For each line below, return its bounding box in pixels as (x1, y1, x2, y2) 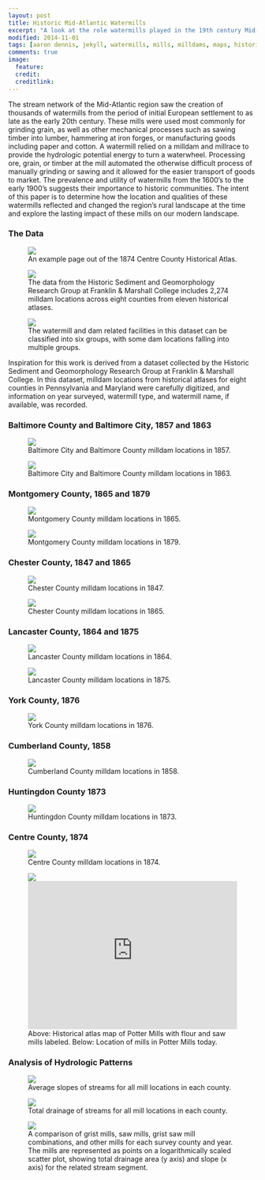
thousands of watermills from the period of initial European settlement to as (8, 107, 254, 117)
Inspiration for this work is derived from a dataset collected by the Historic (8, 357, 250, 368)
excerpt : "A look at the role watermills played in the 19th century (8, 26, 242, 34)
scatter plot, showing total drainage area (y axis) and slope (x (28, 1155, 227, 1164)
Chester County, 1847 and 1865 (8, 557, 132, 568)
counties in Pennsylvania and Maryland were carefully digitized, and (8, 383, 230, 392)
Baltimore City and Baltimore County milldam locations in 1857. (28, 446, 231, 455)
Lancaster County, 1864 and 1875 (8, 626, 140, 637)
